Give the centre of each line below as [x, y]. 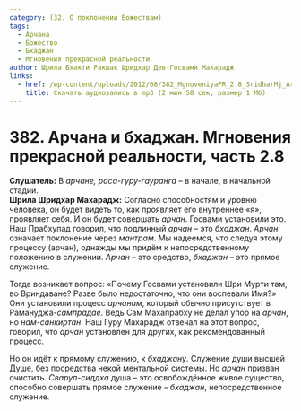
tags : [19, 26]
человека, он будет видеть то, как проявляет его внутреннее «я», [136, 210]
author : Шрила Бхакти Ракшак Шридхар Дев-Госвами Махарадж [122, 68]
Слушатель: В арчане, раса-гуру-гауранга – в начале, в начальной [140, 181]
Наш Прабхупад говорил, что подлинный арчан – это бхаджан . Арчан [144, 229]
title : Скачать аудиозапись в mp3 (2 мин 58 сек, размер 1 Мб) [146, 92]
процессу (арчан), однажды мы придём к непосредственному [129, 248]
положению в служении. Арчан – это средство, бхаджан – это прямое [145, 258]
